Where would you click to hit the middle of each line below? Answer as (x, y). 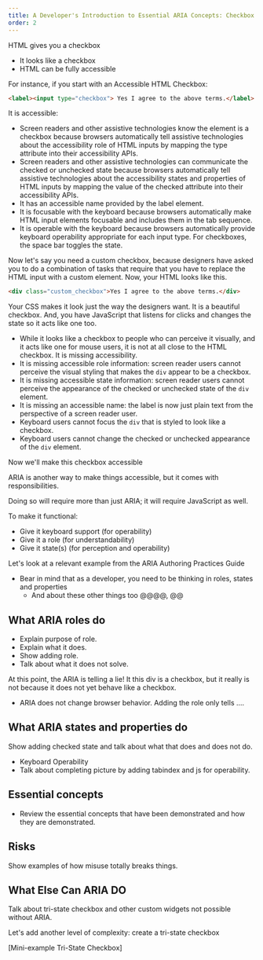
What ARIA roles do (57, 620)
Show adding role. (49, 656)
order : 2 (22, 23)
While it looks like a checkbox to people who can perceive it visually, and (137, 339)
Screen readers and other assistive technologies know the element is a (134, 128)
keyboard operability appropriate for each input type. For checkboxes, (133, 237)
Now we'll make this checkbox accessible (75, 462)
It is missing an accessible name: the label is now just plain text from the (136, 405)
